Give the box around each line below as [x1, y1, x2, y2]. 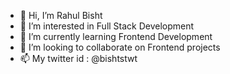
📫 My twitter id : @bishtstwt [19, 53, 138, 64]
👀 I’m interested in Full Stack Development [19, 20, 195, 32]
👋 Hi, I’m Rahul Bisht [19, 10, 103, 21]
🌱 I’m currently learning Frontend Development [19, 31, 213, 42]
